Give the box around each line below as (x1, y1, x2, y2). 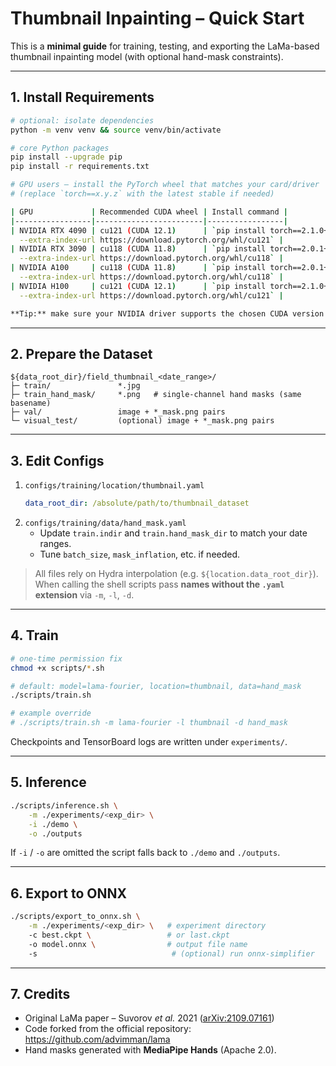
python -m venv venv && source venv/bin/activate (10, 125, 222, 135)
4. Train (10, 627, 59, 644)
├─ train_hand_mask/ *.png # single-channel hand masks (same (10, 390, 302, 400)
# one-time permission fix (10, 653, 123, 664)
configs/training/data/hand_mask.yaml (24, 518, 187, 528)
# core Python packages (10, 143, 110, 153)
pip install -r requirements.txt (10, 162, 150, 172)
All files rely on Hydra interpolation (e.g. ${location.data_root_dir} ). (34, 568, 319, 579)
